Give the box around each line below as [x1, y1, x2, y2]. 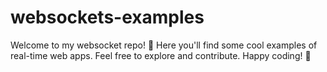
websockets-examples [10, 6, 205, 29]
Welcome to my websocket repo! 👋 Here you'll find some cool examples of [10, 39, 318, 51]
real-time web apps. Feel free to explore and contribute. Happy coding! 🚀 [10, 49, 312, 61]
